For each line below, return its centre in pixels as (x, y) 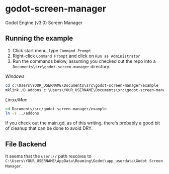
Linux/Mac (16, 100)
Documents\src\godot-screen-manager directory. (61, 66)
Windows (15, 76)
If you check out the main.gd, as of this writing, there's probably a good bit (82, 123)
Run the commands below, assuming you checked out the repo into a (84, 61)
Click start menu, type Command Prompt (52, 50)
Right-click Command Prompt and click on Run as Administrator (76, 56)
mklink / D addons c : (27, 90)
